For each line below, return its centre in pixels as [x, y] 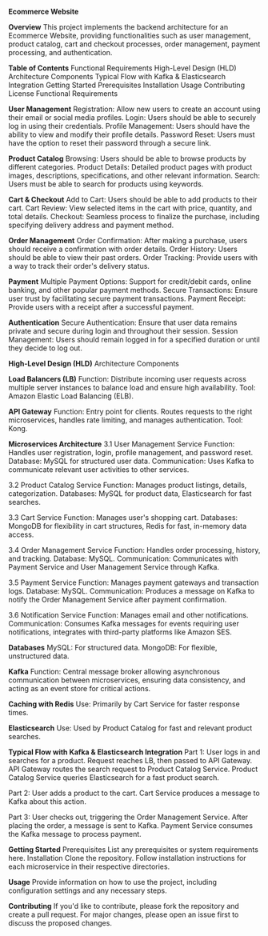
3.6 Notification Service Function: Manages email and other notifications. [128, 615]
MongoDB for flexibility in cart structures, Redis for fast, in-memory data [128, 526]
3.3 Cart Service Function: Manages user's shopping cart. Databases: [123, 518]
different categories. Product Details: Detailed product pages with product [130, 167]
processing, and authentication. [60, 52]
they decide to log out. [45, 348]
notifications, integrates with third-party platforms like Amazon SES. [120, 632]
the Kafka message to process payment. [75, 834]
